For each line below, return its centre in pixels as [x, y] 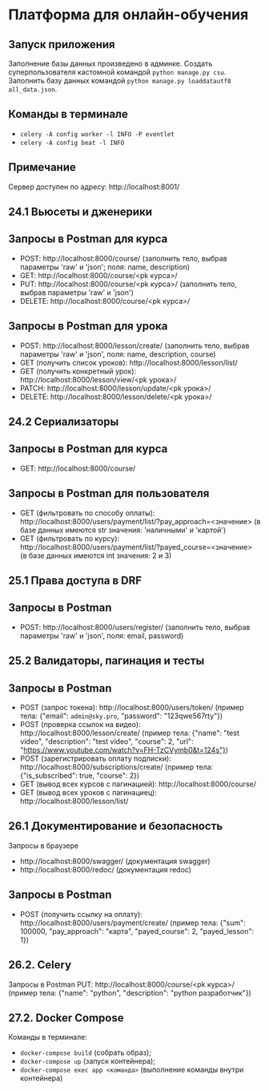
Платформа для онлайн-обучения [128, 15]
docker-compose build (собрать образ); [86, 1053]
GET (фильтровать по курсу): [70, 538]
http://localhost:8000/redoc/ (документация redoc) [106, 869]
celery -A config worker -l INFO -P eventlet [97, 134]
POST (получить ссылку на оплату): [81, 914]
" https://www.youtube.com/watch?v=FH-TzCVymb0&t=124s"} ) [124, 750]
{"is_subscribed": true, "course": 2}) [80, 776]
